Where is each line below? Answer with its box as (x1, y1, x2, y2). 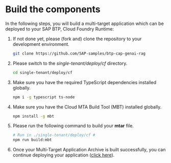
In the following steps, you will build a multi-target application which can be (5, 20, 164, 26)
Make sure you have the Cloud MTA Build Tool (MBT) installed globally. (12, 103, 162, 110)
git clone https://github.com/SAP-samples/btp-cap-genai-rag (12, 51, 146, 56)
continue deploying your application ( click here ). (12, 152, 115, 158)
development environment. (12, 41, 70, 47)
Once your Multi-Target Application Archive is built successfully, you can (12, 147, 166, 153)
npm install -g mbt (12, 114, 55, 119)
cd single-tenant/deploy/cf (12, 70, 72, 75)
